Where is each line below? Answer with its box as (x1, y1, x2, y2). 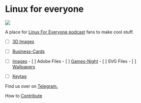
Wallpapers (12, 64, 35, 70)
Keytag (12, 73, 27, 79)
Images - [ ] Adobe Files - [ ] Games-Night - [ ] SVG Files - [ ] (12, 58, 137, 65)
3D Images (12, 38, 34, 44)
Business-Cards (12, 48, 45, 54)
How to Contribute (5, 93, 43, 99)
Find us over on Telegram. (5, 83, 58, 89)
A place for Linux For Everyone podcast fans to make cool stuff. (5, 29, 134, 35)
